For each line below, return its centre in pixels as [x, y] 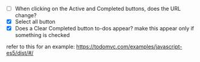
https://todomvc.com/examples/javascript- [129, 46]
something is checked [42, 35]
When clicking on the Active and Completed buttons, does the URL [98, 9]
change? [26, 15]
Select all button [35, 22]
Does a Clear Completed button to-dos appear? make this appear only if [105, 29]
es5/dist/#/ [20, 53]
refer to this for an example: [41, 46]
